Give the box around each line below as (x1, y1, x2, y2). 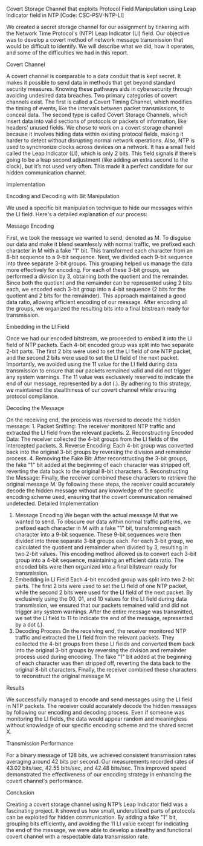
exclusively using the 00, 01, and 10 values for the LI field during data (14, 595, 187, 602)
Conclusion (6, 789, 35, 796)
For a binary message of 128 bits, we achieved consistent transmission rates (6, 752, 196, 759)
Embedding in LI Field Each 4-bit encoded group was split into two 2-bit (14, 576, 195, 583)
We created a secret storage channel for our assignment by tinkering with (6, 24, 190, 30)
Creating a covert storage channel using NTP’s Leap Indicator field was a (6, 801, 188, 808)
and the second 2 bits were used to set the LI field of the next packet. (6, 354, 179, 361)
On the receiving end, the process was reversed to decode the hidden (6, 416, 181, 423)
